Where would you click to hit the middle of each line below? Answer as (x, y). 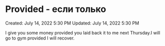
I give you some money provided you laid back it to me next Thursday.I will (83, 32)
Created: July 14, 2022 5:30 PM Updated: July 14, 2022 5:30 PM (72, 23)
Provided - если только (56, 9)
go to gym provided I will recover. (40, 38)
